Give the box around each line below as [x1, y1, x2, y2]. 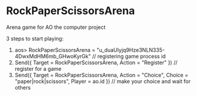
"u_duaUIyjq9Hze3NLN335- [96, 46, 165, 54]
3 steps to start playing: [6, 35, 64, 42]
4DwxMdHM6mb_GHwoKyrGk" [14, 52, 91, 59]
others [14, 84, 31, 91]
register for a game [14, 65, 62, 72]
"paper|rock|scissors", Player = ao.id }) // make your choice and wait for [14, 78, 191, 85]
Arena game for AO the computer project [6, 24, 106, 31]
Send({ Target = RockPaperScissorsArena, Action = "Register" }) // [14, 59, 177, 66]
